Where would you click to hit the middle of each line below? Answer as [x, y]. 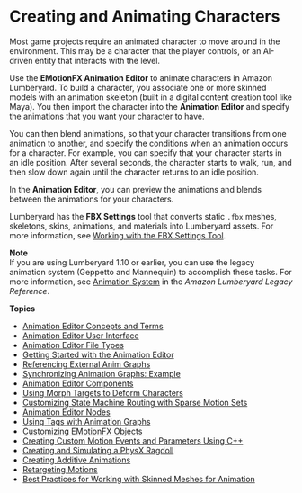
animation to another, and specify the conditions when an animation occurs [149, 143]
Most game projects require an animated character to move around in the [145, 41]
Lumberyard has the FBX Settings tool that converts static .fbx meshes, [143, 216]
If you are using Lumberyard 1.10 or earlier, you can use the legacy [132, 262]
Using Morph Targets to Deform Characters [103, 392]
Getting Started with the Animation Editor [98, 354]
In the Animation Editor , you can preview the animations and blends [136, 189]
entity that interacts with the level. [97, 60]
